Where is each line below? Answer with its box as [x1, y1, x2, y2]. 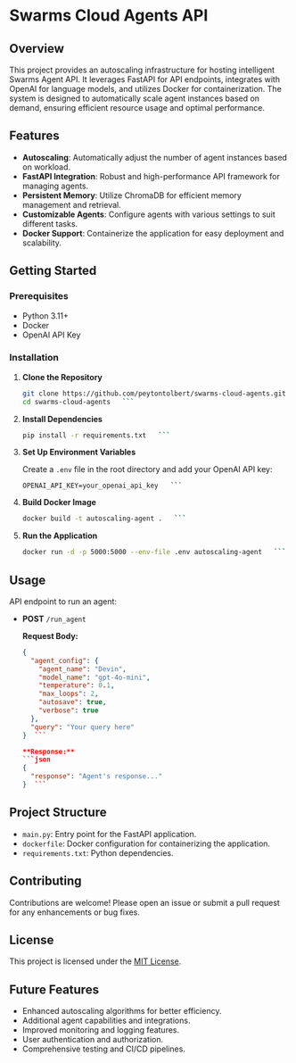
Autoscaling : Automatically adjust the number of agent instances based [21, 152, 288, 162]
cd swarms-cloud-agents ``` [21, 397, 136, 406]
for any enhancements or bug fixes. [9, 907, 141, 918]
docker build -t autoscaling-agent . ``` [21, 514, 187, 523]
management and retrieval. [21, 199, 122, 210]
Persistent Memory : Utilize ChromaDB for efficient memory [21, 189, 243, 201]
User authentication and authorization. [21, 1034, 164, 1045]
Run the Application [21, 530, 98, 541]
